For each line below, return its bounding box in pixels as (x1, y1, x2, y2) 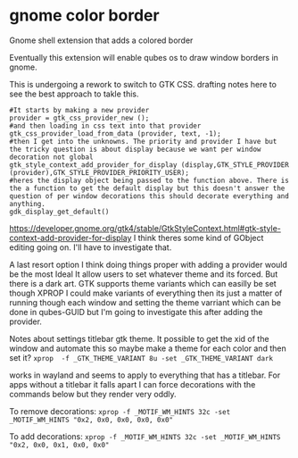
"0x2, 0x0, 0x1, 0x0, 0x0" (9, 440, 110, 449)
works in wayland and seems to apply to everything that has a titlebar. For (9, 370, 281, 380)
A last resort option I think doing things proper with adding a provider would (9, 259, 288, 270)
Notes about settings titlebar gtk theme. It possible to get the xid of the (9, 333, 269, 344)
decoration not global (9, 153, 94, 162)
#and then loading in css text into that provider (9, 121, 202, 130)
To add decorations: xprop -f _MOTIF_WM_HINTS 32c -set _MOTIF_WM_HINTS (9, 430, 281, 442)
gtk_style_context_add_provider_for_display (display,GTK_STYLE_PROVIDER (9, 160, 290, 170)
